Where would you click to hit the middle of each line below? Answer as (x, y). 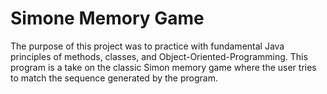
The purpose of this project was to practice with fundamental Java (147, 46)
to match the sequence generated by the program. (114, 78)
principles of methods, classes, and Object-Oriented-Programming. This (159, 56)
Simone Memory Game (107, 18)
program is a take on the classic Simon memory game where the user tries (163, 67)
